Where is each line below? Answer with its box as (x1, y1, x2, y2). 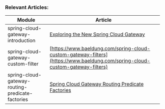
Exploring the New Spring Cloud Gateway (49, 31, 145, 38)
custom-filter (7, 60, 39, 67)
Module (17, 17, 35, 24)
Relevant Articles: (5, 4, 49, 11)
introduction (7, 37, 36, 44)
